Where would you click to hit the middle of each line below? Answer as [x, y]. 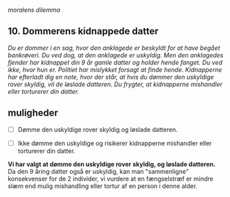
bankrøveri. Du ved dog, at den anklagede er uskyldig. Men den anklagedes [116, 55]
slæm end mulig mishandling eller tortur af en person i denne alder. [103, 186]
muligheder [33, 113]
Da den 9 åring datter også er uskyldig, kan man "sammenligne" [99, 171]
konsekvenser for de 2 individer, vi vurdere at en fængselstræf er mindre [111, 179]
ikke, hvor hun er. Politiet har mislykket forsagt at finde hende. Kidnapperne [115, 69]
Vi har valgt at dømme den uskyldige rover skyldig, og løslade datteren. [112, 164]
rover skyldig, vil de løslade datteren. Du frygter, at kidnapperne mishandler [115, 84]
